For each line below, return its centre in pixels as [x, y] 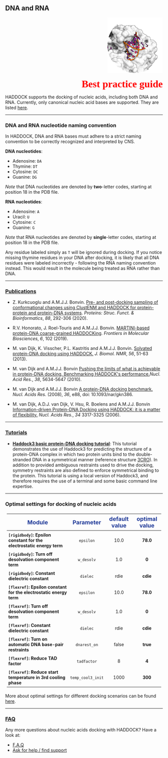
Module [38, 522]
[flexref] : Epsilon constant [37, 587]
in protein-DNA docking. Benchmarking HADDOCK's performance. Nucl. [86, 374]
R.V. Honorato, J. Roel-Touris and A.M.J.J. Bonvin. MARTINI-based [81, 328]
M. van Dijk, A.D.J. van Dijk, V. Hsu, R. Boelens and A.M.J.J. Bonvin [81, 404]
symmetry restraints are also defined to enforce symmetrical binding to [85, 470]
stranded [22, 459]
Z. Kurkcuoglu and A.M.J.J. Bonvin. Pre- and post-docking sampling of [85, 302]
